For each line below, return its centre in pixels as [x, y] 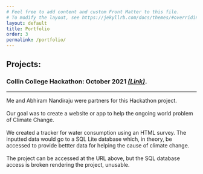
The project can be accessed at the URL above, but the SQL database [93, 158]
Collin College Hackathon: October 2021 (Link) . [77, 82]
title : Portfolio [28, 29]
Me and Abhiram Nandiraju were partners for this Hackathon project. [92, 100]
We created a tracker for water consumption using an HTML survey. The [96, 132]
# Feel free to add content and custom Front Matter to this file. [93, 12]
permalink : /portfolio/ [36, 40]
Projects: [24, 64]
